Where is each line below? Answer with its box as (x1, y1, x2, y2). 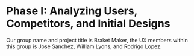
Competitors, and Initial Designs (6, 17, 171, 30)
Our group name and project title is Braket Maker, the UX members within (6, 36, 188, 43)
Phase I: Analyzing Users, (6, 4, 137, 18)
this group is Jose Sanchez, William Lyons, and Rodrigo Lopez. (6, 43, 162, 50)
